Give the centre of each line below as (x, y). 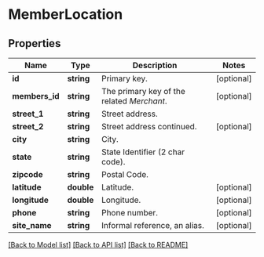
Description (155, 65)
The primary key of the (143, 91)
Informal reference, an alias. (152, 225)
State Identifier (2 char (143, 152)
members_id (36, 96)
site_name (32, 225)
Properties (35, 43)
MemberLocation (66, 14)
